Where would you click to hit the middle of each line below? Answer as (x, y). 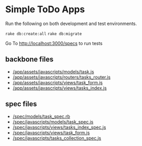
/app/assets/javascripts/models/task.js (53, 71)
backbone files (30, 59)
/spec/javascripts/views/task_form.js (51, 132)
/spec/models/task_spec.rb (41, 116)
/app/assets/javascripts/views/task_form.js (58, 82)
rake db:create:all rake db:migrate (44, 34)
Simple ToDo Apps (45, 9)
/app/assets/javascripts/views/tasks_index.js (60, 88)
